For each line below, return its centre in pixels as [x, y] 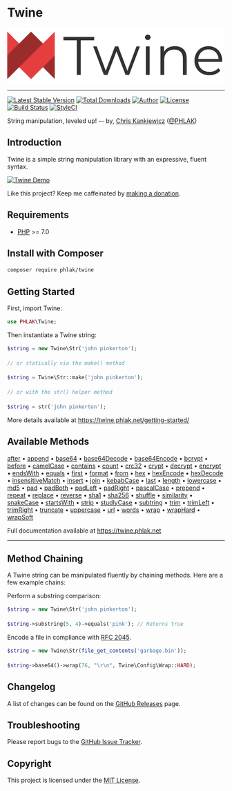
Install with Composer [55, 253]
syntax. [18, 166]
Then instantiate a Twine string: [52, 335]
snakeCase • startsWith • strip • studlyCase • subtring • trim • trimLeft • [111, 502]
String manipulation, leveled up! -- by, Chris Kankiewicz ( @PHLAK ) [102, 121]
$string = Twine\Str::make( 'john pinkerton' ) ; [75, 378]
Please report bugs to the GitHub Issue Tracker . [75, 742]
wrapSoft [20, 517]
